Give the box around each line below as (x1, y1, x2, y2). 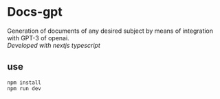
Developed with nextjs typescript (7, 41, 101, 49)
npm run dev (7, 85, 41, 92)
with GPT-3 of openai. (7, 33, 70, 42)
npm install (7, 79, 41, 86)
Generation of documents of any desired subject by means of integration (7, 27, 214, 35)
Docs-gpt (7, 4, 63, 20)
